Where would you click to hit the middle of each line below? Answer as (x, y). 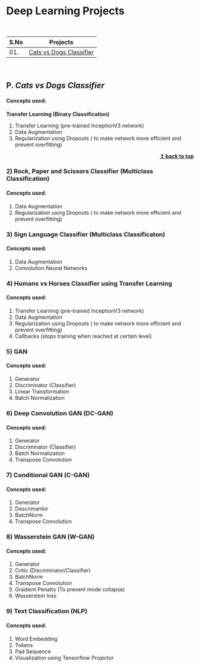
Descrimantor (32, 509)
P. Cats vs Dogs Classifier (55, 85)
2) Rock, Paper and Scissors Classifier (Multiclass (80, 171)
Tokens (24, 645)
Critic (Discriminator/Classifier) (53, 571)
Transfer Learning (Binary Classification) (58, 114)
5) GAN (17, 351)
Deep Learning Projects (65, 11)
